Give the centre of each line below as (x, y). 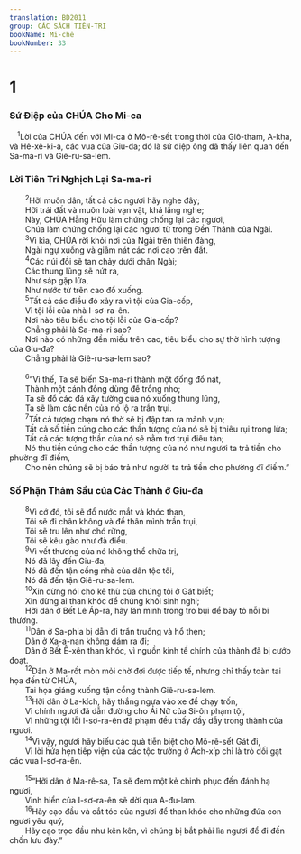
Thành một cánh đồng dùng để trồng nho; (103, 388)
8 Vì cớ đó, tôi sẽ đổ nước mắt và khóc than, (106, 511)
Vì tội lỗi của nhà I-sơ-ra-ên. (78, 311)
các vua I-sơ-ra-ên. (46, 760)
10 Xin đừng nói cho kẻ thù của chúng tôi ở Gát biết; (120, 590)
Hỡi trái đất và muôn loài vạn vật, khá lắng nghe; (115, 210)
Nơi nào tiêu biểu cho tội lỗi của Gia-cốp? (102, 320)
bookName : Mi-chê (42, 34)
